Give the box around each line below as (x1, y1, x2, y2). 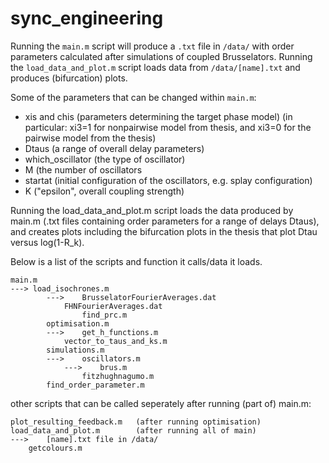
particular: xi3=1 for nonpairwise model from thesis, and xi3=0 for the (24, 121, 312, 133)
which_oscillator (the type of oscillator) (24, 153, 186, 165)
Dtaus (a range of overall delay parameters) (24, 142, 205, 154)
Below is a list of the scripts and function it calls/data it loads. (10, 255, 263, 267)
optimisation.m (46, 318, 110, 329)
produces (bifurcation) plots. (10, 72, 128, 84)
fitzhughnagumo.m (81, 371, 155, 381)
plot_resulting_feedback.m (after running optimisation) (10, 417, 262, 427)
